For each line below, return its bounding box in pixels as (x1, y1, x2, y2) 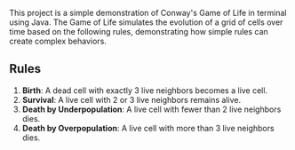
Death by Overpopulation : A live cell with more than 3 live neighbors (21, 122, 275, 133)
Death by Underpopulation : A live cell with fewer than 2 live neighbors (21, 104, 282, 114)
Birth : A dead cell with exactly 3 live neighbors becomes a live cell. (21, 84, 268, 96)
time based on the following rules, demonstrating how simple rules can (9, 27, 268, 36)
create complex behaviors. (9, 36, 107, 46)
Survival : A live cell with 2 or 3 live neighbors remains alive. (21, 94, 242, 105)
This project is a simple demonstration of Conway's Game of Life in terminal (9, 8, 287, 18)
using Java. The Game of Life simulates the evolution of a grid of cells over (9, 17, 283, 28)
